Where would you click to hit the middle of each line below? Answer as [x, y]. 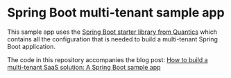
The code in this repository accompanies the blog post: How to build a [108, 59]
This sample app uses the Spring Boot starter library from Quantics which [112, 32]
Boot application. [31, 46]
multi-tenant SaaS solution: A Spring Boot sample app [84, 67]
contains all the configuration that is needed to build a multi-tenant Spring [113, 39]
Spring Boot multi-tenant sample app [116, 13]
